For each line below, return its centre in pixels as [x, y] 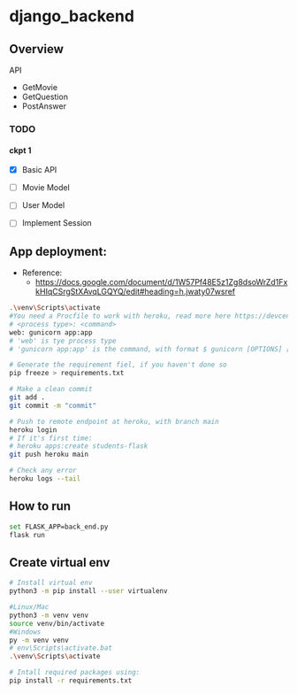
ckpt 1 [20, 150]
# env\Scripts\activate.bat [61, 648]
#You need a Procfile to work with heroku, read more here [120, 316]
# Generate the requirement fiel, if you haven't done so [118, 365]
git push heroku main [49, 455]
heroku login [33, 430]
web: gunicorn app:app [51, 332]
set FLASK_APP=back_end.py [59, 527]
